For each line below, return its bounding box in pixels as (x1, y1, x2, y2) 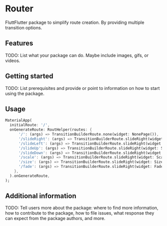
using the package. (5, 90, 45, 96)
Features (5, 39, 33, 48)
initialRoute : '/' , (9, 123, 50, 128)
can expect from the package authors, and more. (5, 216, 106, 222)
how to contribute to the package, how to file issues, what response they (5, 210, 155, 216)
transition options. (5, 24, 42, 30)
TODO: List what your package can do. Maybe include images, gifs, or (5, 52, 149, 58)
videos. (5, 58, 20, 64)
